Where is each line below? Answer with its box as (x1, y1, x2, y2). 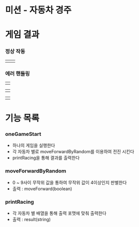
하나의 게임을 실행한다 (12, 142, 56, 149)
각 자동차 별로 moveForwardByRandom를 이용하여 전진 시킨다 (12, 149, 135, 155)
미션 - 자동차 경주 (5, 4, 72, 16)
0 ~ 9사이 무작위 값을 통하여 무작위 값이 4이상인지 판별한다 (12, 179, 127, 185)
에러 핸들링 (5, 70, 30, 77)
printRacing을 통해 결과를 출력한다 (12, 155, 80, 161)
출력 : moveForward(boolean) (12, 185, 72, 191)
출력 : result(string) (12, 217, 51, 223)
